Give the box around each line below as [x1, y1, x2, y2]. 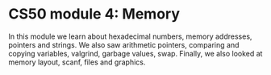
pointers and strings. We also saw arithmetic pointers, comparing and [8, 40, 240, 49]
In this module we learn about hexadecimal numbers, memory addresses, [8, 31, 252, 41]
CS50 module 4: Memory [8, 5, 180, 23]
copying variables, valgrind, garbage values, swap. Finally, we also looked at [8, 48, 263, 58]
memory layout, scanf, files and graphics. [8, 57, 146, 67]
